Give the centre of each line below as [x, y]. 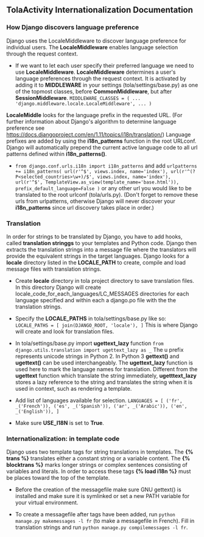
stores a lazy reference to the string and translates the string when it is [104, 382]
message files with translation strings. [54, 269]
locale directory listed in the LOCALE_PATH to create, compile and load [96, 262]
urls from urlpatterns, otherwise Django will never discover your [95, 201]
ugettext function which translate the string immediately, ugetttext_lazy [106, 375]
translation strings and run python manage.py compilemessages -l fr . [101, 527]
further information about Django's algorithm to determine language [91, 121]
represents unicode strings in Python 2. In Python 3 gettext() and [97, 356]
